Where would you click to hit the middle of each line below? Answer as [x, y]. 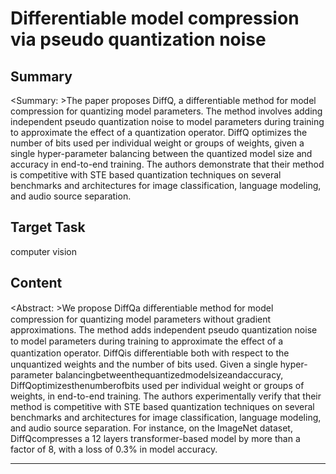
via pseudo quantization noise [138, 39]
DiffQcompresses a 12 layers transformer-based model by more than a [155, 438]
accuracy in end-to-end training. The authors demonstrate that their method [167, 164]
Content [36, 283]
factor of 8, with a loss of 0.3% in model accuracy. [114, 449]
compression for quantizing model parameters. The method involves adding [166, 111]
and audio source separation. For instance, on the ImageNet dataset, [151, 428]
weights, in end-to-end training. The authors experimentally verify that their [166, 396]
